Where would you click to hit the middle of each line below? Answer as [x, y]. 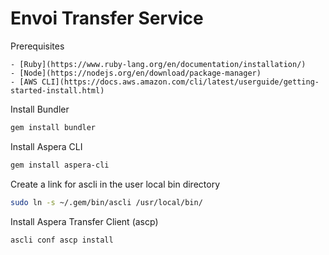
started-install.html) [57, 90]
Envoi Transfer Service [107, 18]
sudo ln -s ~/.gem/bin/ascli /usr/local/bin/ [106, 202]
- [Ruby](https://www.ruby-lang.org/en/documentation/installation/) [158, 64]
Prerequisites [37, 46]
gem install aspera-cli [60, 165]
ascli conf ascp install [62, 240]
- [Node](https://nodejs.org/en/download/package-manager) [136, 73]
